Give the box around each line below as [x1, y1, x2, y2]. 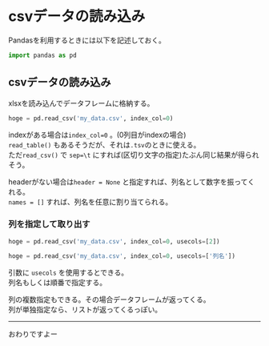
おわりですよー [8, 329, 58, 339]
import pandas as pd [8, 51, 78, 59]
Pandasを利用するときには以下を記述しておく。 [8, 35, 167, 45]
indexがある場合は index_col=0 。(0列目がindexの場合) [8, 130, 187, 139]
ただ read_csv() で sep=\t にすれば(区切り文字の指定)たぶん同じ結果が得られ [8, 150, 259, 159]
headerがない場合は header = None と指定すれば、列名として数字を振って [8, 177, 248, 187]
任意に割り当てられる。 [94, 197, 173, 207]
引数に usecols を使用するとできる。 [8, 268, 129, 277]
